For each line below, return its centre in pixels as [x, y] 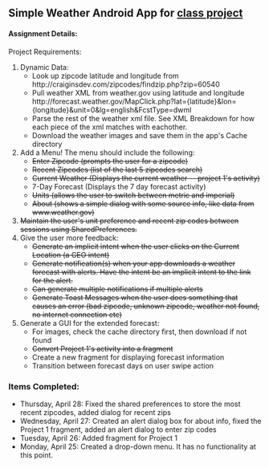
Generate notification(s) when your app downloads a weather [133, 263]
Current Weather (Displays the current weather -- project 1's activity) [146, 178]
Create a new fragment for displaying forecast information [128, 357]
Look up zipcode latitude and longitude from [105, 75]
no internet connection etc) [77, 314]
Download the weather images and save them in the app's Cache [140, 135]
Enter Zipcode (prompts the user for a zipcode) [110, 161]
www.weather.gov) [63, 212]
